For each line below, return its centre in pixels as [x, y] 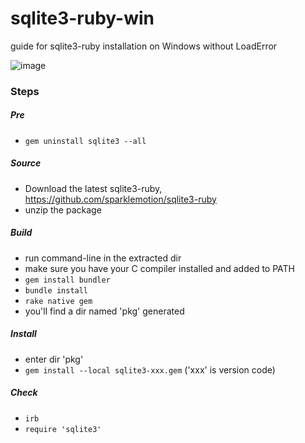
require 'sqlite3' [63, 429]
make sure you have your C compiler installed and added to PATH [159, 268]
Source [26, 163]
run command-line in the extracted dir [103, 258]
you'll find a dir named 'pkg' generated [104, 311]
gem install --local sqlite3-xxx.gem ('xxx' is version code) [150, 369]
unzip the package [63, 209]
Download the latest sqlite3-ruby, [93, 188]
